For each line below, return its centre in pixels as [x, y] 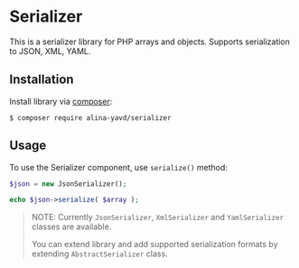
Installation [42, 80]
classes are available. [71, 226]
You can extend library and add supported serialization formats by [154, 245]
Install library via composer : [61, 101]
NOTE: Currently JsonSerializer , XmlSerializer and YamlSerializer [158, 217]
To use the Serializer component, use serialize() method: [119, 167]
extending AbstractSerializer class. [100, 254]
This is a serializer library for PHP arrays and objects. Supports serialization [150, 42]
